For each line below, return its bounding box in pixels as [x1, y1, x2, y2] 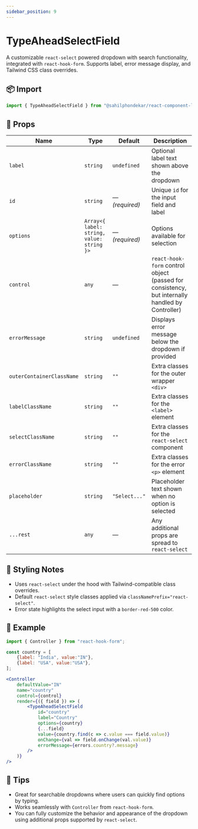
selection [151, 239, 177, 247]
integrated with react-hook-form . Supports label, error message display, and [6, 60, 191, 67]
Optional [151, 147, 175, 155]
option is [151, 499, 176, 508]
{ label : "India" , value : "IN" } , [16, 654, 94, 660]
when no [151, 492, 176, 501]
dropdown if [151, 345, 186, 353]
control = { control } [16, 693, 62, 699]
